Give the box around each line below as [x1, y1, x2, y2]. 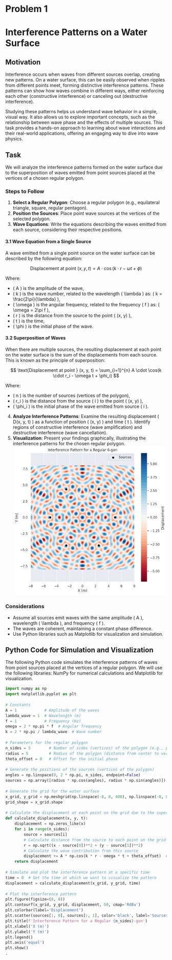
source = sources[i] [24, 832, 68, 837]
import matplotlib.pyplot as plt [5, 692, 77, 697]
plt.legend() [5, 934, 33, 940]
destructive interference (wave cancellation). [12, 429, 107, 435]
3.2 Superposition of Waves [5, 335, 66, 341]
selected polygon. [12, 216, 51, 222]
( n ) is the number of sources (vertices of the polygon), [12, 392, 131, 399]
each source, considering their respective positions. [12, 226, 123, 233]
